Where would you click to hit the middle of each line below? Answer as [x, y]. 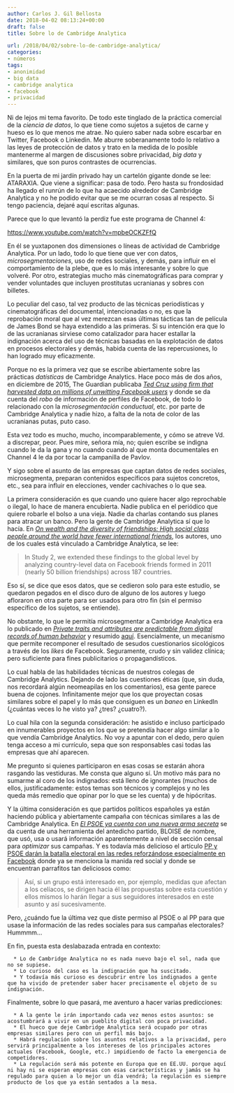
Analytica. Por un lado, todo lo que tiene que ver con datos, [93, 254]
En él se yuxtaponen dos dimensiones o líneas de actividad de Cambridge [114, 246]
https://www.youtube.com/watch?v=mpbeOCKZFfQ [82, 233]
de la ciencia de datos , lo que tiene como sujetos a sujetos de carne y [108, 125]
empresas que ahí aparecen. [48, 752]
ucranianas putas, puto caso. [49, 421]
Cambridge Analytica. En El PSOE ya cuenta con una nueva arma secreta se [117, 824]
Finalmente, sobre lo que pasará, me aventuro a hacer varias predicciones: [115, 1002]
